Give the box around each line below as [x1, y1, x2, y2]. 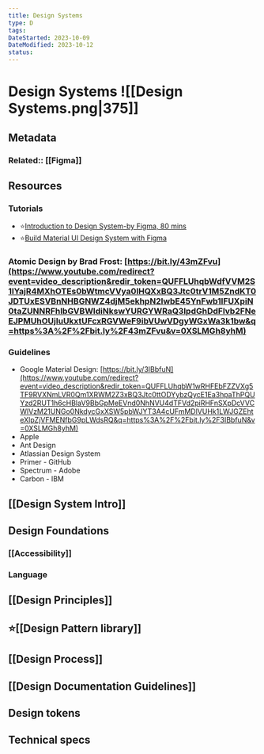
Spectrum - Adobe [19, 465, 81, 476]
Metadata [8, 131, 57, 144]
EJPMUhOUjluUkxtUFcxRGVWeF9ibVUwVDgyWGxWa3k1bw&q [8, 316, 256, 327]
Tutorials [8, 203, 43, 214]
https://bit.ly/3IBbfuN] [102, 365, 174, 374]
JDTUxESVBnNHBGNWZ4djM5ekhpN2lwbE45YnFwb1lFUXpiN [8, 296, 254, 307]
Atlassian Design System [19, 449, 101, 458]
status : [8, 48, 34, 56]
